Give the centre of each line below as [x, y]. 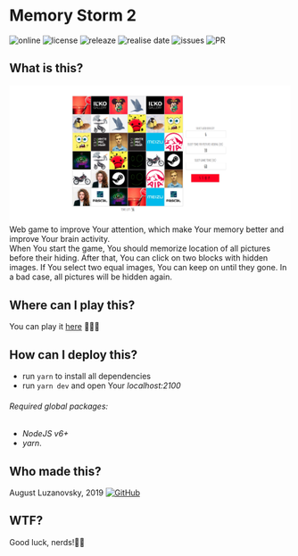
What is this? [46, 68]
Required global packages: [59, 406]
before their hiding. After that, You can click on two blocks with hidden [139, 258]
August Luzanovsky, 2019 [57, 493]
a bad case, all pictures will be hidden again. [91, 277]
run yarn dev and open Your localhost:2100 [101, 386]
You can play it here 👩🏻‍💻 [54, 327]
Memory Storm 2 [73, 16]
